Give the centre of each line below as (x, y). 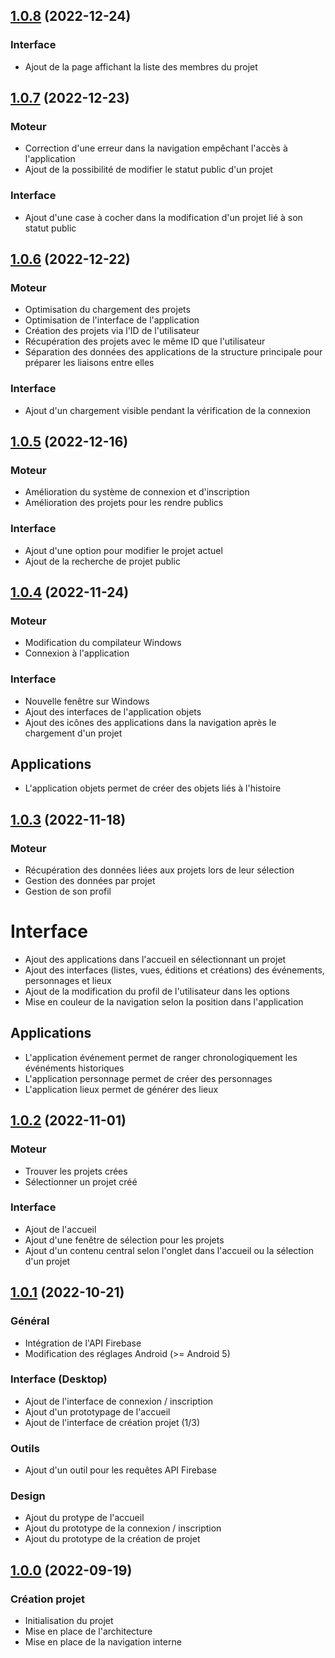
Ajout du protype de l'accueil (84, 1518)
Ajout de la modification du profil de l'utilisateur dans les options (157, 991)
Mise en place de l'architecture (88, 1631)
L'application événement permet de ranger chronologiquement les (161, 1057)
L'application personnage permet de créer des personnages (148, 1078)
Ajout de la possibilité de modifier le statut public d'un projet (148, 170)
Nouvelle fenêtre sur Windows (87, 701)
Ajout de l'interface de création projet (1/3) (112, 1422)
